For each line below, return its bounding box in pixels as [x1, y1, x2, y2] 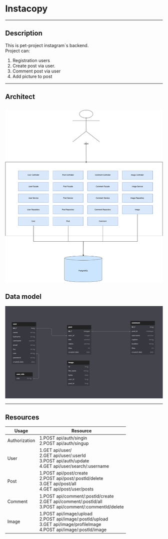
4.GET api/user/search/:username [39, 463, 109, 469]
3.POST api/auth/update [39, 458, 89, 464]
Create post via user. [12, 63, 55, 69]
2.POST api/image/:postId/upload [39, 516, 108, 522]
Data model [5, 292, 41, 301]
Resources [5, 413, 39, 421]
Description [5, 29, 42, 38]
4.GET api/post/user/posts [39, 486, 94, 492]
